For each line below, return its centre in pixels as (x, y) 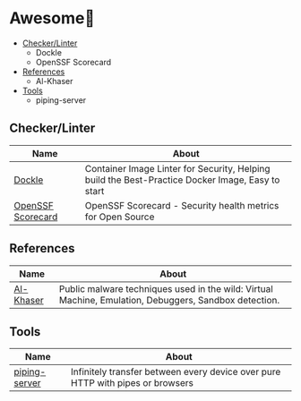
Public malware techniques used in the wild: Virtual (166, 288)
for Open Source (120, 217)
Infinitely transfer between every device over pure (176, 372)
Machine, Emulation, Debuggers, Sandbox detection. (169, 300)
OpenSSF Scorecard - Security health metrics (182, 205)
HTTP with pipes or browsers (132, 383)
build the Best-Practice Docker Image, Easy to (182, 180)
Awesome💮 (52, 18)
